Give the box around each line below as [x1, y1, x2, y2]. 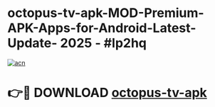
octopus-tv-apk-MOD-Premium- [7, 5, 204, 21]
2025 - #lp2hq [60, 35, 147, 51]
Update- [7, 35, 58, 51]
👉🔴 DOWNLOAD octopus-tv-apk [7, 85, 208, 101]
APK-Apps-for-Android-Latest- [7, 20, 196, 36]
